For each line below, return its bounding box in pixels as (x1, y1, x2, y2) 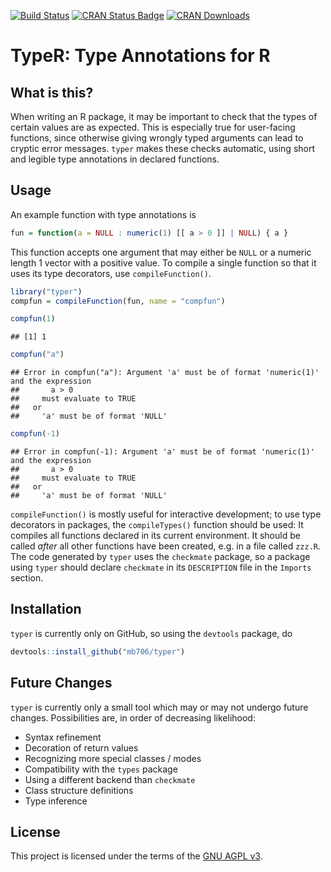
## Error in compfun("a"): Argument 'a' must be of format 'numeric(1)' (10, 368, 320, 378)
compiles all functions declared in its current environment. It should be (10, 530, 301, 542)
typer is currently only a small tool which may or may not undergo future (10, 701, 309, 713)
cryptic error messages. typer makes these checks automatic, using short (10, 143, 316, 154)
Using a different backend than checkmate (24, 773, 196, 785)
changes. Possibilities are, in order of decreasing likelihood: (10, 711, 256, 724)
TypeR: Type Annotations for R (10, 45, 271, 67)
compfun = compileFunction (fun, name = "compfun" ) (10, 296, 226, 306)
